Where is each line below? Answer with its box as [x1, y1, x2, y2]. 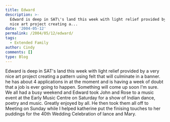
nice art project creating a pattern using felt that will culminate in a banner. [5, 74, 160, 80]
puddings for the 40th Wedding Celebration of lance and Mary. [5, 111, 137, 117]
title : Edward [5, 7, 35, 13]
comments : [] [5, 49, 33, 54]
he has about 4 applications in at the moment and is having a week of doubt [5, 79, 163, 85]
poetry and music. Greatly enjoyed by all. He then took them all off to [5, 100, 149, 106]
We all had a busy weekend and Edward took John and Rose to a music [5, 89, 154, 96]
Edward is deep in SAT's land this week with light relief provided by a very [5, 68, 159, 74]
